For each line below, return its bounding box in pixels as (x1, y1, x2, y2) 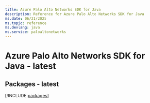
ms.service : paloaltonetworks (5, 29, 67, 34)
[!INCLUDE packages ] (5, 93, 49, 98)
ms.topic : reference (5, 20, 47, 26)
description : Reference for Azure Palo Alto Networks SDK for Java (5, 12, 145, 16)
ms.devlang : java (5, 25, 40, 30)
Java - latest (5, 61, 56, 72)
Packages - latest (5, 80, 59, 88)
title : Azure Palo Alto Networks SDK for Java (5, 7, 101, 12)
